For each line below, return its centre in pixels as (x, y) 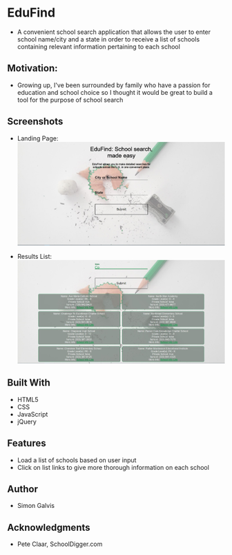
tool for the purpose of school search (70, 100)
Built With (29, 383)
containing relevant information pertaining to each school (99, 46)
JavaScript (32, 414)
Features (27, 443)
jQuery (27, 421)
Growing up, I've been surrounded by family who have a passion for (114, 85)
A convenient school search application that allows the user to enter (114, 32)
